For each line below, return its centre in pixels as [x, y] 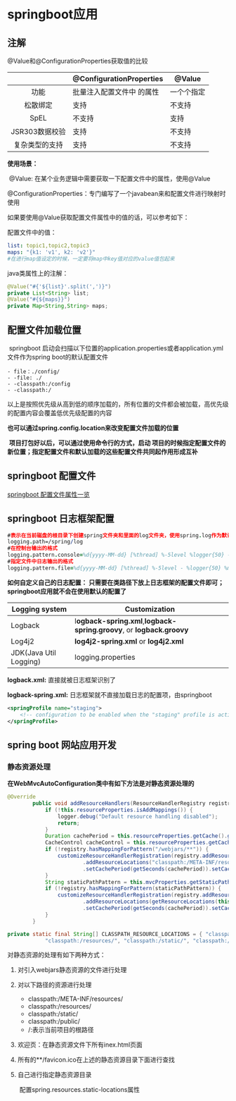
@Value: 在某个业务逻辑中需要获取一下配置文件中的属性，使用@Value [110, 178]
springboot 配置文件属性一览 [48, 494]
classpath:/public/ [54, 1021]
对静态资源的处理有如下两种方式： [57, 955]
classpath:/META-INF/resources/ [76, 999]
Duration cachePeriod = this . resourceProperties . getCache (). [136, 836]
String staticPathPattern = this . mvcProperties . [117, 882]
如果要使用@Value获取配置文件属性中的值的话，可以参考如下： [98, 217]
